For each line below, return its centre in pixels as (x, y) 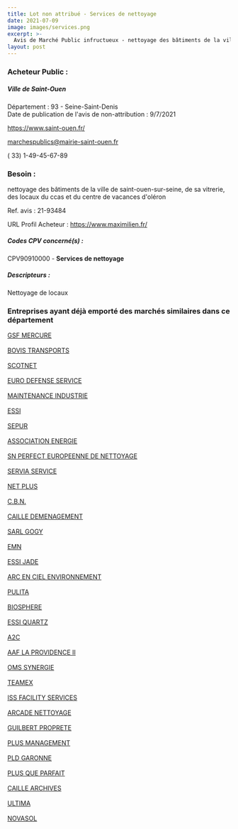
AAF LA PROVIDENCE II (42, 652)
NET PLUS (23, 487)
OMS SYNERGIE (31, 668)
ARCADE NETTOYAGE (40, 713)
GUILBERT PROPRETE (40, 728)
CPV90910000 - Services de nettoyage (66, 259)
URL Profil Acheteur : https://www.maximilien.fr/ (77, 224)
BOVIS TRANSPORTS (38, 351)
